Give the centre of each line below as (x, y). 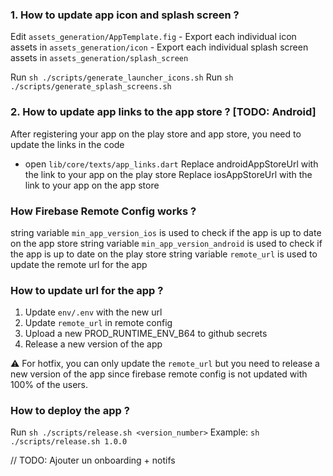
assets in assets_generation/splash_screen (99, 58)
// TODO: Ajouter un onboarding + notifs (93, 460)
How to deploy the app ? (70, 411)
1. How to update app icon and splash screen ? (125, 15)
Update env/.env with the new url (93, 312)
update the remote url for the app (79, 264)
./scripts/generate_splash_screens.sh (91, 87)
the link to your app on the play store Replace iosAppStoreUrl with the (168, 174)
